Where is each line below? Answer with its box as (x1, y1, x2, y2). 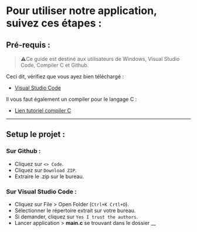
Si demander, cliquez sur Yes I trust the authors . (14, 213, 138, 220)
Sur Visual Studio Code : (6, 187, 77, 196)
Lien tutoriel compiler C (14, 107, 72, 114)
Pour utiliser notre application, (6, 4, 157, 18)
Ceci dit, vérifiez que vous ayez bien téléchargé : (6, 73, 124, 80)
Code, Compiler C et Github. (20, 62, 89, 69)
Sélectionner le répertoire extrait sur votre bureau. (14, 207, 136, 214)
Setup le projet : (6, 129, 66, 139)
